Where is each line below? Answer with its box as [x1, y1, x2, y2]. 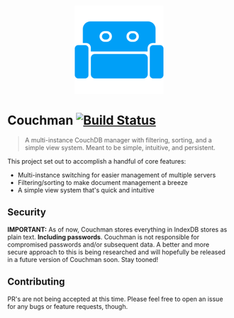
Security [7, 206, 46, 218]
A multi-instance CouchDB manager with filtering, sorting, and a [24, 135, 213, 144]
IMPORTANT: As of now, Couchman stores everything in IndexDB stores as [7, 225, 228, 234]
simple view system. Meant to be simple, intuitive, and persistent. [24, 143, 216, 152]
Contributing [7, 276, 65, 288]
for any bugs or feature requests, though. [7, 302, 128, 310]
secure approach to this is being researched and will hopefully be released [7, 247, 225, 256]
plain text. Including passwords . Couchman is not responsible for [7, 232, 200, 241]
